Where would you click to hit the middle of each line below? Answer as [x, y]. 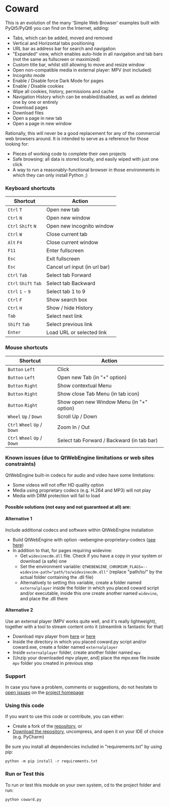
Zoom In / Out [73, 427]
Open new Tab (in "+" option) [92, 377]
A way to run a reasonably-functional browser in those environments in [86, 170]
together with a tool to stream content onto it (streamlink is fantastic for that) [84, 626]
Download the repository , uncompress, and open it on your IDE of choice [88, 731]
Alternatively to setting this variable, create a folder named [81, 582]
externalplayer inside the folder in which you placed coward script [90, 588]
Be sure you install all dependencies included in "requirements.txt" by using [84, 747]
